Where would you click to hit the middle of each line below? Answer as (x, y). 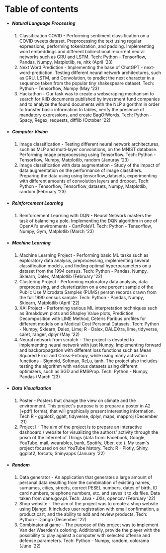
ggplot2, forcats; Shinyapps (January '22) (62, 454)
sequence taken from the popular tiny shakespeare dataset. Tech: (87, 83)
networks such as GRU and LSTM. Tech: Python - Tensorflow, (83, 57)
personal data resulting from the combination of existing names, (85, 482)
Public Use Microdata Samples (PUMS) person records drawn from (88, 292)
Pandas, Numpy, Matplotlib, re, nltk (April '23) (66, 62)
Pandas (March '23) (40, 377)
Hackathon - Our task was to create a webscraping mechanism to (86, 94)
